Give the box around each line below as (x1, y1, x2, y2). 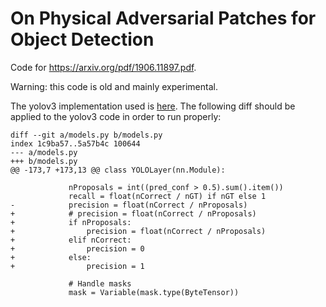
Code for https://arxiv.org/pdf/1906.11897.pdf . (10, 61, 197, 73)
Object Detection (10, 28, 155, 51)
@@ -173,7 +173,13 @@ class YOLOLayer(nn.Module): (10, 165, 226, 175)
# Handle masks (68, 278, 132, 289)
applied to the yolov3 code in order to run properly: (10, 110, 222, 122)
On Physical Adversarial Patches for (10, 7, 317, 30)
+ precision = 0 (10, 243, 145, 254)
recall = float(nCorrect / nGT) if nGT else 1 (68, 191, 267, 201)
